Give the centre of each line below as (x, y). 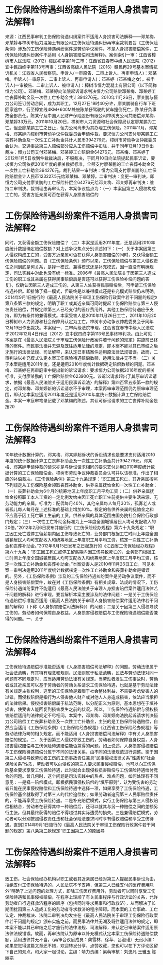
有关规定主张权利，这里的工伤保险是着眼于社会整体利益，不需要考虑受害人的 (81, 691)
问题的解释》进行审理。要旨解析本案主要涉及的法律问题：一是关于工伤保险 (83, 594)
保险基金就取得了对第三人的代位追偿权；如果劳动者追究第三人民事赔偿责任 (83, 794)
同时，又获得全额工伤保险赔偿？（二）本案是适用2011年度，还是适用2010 (78, 242)
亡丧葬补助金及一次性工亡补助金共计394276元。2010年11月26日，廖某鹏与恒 (81, 97)
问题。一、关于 (28, 618)
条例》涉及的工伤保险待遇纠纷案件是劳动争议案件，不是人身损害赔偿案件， (79, 49)
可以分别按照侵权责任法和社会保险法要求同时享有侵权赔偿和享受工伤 (81, 818)
